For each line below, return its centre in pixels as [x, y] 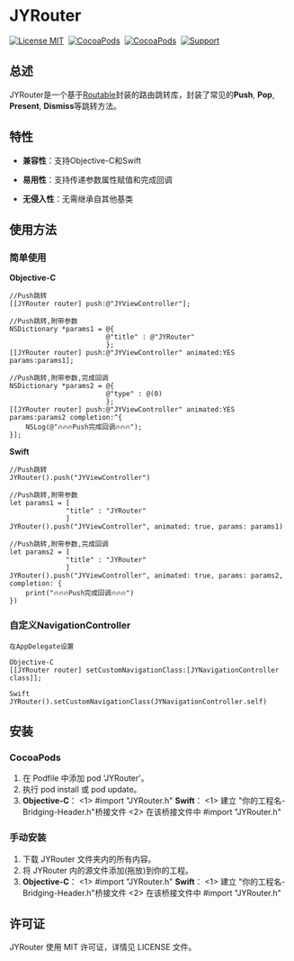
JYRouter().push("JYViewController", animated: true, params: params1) [146, 527]
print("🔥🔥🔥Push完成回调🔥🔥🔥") [80, 594]
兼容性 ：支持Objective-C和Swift [82, 160]
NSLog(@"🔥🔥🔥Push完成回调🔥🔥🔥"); [84, 427]
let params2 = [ [40, 552]
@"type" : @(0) [134, 394]
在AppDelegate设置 [42, 646]
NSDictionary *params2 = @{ [62, 386]
